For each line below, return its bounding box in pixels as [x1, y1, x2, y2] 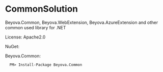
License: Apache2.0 [5, 34, 46, 40]
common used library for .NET [5, 24, 66, 30]
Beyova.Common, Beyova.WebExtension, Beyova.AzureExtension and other [5, 19, 158, 25]
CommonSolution [5, 3, 78, 15]
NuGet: [5, 43, 20, 49]
